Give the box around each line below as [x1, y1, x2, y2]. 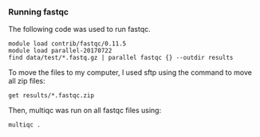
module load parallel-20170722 [8, 47, 112, 55]
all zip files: [8, 76, 45, 86]
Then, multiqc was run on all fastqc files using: [8, 106, 162, 115]
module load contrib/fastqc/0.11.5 [8, 40, 127, 48]
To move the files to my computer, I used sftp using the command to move [8, 68, 253, 77]
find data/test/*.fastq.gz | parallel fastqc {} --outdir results [8, 54, 234, 62]
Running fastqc [8, 6, 69, 18]
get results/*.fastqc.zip [8, 92, 94, 100]
